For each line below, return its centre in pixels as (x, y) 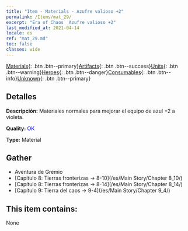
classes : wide (23, 50)
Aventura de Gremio (39, 172)
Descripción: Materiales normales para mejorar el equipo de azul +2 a (90, 111)
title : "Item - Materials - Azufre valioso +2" (65, 11)
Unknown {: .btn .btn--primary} (54, 78)
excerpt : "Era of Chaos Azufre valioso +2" (61, 22)
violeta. (15, 117)
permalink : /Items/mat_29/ (39, 17)
